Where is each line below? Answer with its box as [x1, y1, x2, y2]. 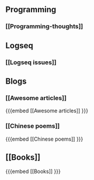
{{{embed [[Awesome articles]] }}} [5, 107, 89, 114]
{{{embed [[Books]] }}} [5, 168, 61, 175]
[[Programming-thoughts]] [5, 22, 83, 31]
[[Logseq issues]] [5, 58, 57, 66]
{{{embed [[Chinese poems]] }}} [5, 135, 83, 142]
